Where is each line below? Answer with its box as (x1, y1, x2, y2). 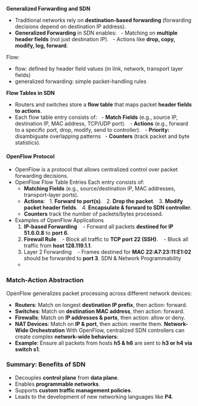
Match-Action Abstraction (6, 276, 84, 284)
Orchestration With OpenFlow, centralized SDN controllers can (29, 327, 185, 334)
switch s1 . (14, 346, 41, 353)
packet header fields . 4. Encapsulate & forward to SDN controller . (23, 204, 192, 211)
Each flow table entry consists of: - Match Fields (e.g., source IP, (14, 113, 178, 121)
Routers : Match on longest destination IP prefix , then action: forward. (14, 301, 188, 308)
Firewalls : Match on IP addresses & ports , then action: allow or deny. (14, 313, 185, 321)
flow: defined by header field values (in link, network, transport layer (14, 65, 183, 72)
